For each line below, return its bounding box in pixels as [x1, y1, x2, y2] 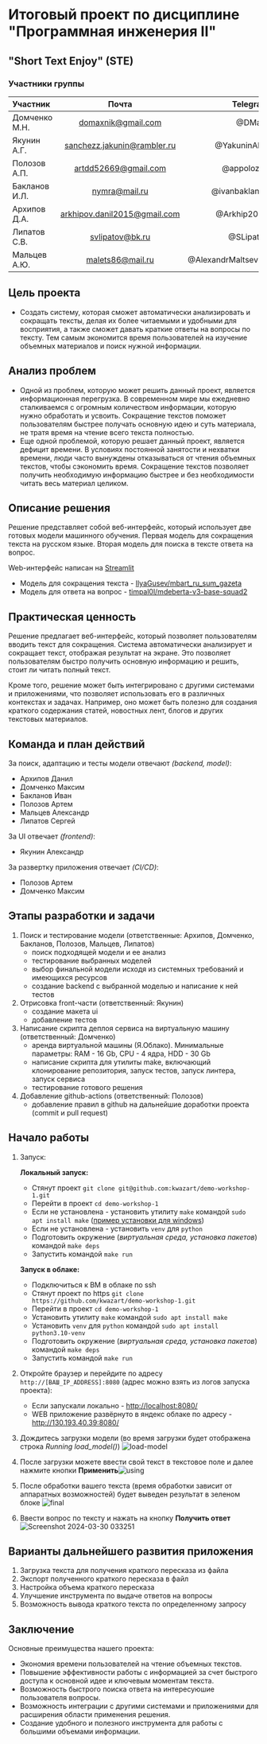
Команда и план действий [8, 738, 145, 751]
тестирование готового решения [31, 1082, 143, 1092]
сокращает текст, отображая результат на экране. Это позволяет [8, 648, 231, 658]
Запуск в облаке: [19, 1264, 80, 1274]
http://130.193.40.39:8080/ [31, 1418, 119, 1427]
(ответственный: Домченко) [19, 1032, 116, 1041]
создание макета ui [31, 1006, 99, 1016]
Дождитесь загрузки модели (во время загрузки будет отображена [19, 1433, 251, 1442]
